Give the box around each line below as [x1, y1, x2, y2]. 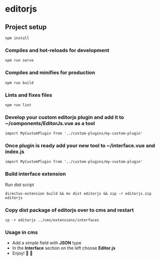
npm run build [5, 80, 34, 85]
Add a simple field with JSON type [12, 240, 81, 246]
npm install [5, 36, 29, 40]
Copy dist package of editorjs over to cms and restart [5, 206, 134, 213]
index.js [5, 149, 24, 155]
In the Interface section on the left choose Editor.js [12, 245, 116, 251]
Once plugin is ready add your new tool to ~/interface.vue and [5, 142, 155, 149]
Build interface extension [5, 170, 66, 177]
